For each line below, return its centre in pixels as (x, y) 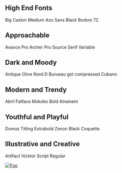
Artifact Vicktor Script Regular (35, 156)
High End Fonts (29, 8)
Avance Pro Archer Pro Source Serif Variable (50, 47)
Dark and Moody (31, 62)
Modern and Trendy (36, 89)
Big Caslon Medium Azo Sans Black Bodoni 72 (52, 20)
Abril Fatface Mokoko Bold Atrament (42, 101)
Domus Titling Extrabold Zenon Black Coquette (52, 129)
